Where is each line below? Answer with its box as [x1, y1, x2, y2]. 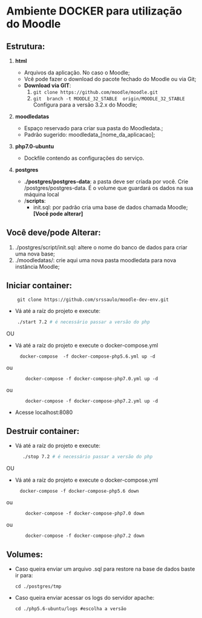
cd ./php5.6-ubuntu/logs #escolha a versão [15, 606, 127, 612]
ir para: [15, 572, 33, 579]
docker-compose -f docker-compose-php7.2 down [25, 533, 145, 539]
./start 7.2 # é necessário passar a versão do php [17, 319, 150, 325]
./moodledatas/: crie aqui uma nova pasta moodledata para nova [15, 256, 177, 264]
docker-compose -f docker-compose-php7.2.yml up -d [25, 398, 158, 404]
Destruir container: [6, 426, 80, 436]
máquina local [24, 191, 59, 198]
